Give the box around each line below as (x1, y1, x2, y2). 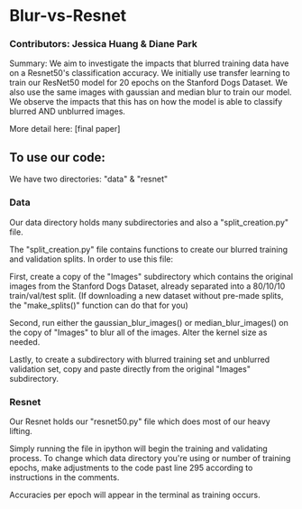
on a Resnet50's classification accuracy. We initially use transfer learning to (9, 68, 290, 79)
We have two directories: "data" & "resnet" (9, 173, 169, 185)
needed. (9, 336, 41, 347)
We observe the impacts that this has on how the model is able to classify (9, 97, 283, 107)
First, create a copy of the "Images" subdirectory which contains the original (9, 271, 294, 282)
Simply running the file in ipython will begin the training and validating (9, 443, 268, 454)
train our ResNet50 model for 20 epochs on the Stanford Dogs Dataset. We (9, 78, 288, 88)
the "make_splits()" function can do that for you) (9, 300, 189, 310)
